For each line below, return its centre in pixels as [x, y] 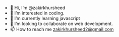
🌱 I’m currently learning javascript [45, 18]
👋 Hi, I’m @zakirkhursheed [38, 8]
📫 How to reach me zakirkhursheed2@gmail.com [62, 29]
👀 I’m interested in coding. [37, 13]
